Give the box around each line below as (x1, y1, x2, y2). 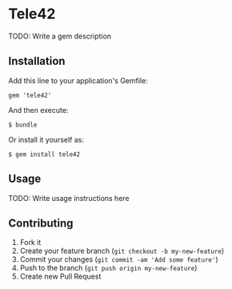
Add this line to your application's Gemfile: (8, 75, 148, 85)
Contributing (8, 216, 74, 230)
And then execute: (8, 105, 69, 114)
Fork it (19, 238, 42, 247)
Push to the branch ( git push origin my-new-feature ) (19, 263, 198, 273)
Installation (8, 54, 66, 68)
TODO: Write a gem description (8, 31, 112, 41)
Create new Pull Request (19, 271, 102, 281)
